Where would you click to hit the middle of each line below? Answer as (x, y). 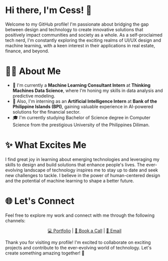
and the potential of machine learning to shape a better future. (70, 181)
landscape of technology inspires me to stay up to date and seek (91, 170)
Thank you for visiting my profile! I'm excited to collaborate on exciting (78, 242)
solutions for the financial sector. (46, 112)
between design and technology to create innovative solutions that (74, 29)
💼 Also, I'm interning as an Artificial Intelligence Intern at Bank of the (85, 101)
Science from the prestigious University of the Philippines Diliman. (81, 125)
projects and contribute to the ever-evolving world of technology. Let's (78, 247)
